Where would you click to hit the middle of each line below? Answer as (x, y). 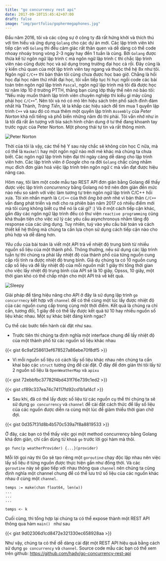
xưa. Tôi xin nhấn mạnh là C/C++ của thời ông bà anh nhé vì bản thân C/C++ (81, 198)
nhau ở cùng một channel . (31, 479)
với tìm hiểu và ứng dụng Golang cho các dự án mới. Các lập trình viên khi (80, 43)
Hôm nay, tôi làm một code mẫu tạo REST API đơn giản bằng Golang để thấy (83, 182)
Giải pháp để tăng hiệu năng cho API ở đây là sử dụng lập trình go (72, 295)
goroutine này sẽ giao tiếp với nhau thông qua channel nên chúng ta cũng (80, 468)
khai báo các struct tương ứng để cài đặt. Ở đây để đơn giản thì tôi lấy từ (87, 365)
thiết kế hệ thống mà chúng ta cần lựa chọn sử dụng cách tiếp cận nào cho (82, 229)
